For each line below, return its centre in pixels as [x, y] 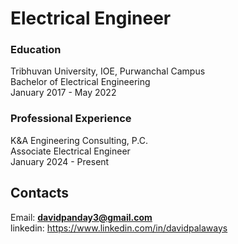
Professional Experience [71, 119]
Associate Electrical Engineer [70, 151]
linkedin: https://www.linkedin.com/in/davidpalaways [119, 228]
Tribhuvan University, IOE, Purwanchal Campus [108, 71]
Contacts [40, 193]
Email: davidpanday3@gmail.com [81, 217]
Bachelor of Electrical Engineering [80, 82]
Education [36, 50]
